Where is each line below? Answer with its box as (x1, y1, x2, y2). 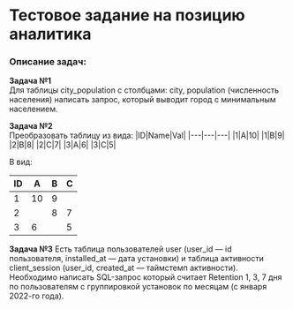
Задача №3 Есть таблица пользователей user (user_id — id (9, 244, 232, 254)
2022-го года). (9, 290, 64, 301)
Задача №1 (9, 76, 51, 87)
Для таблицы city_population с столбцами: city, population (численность (9, 85, 280, 95)
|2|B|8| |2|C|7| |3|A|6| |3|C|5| (9, 139, 116, 150)
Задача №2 (9, 121, 53, 132)
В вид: (9, 156, 33, 168)
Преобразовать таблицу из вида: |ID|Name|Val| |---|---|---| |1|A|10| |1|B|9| (9, 130, 285, 141)
